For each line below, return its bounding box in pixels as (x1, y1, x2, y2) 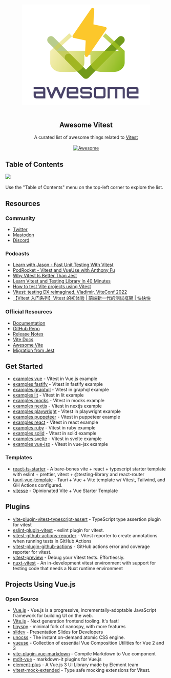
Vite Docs (12, 336, 34, 343)
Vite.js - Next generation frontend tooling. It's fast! (12, 618, 119, 624)
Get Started (5, 362, 43, 371)
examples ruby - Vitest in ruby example (12, 425, 96, 431)
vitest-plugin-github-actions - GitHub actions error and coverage (12, 543, 150, 550)
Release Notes (12, 331, 44, 337)
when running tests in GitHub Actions (12, 538, 92, 544)
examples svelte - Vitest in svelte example (12, 436, 102, 442)
